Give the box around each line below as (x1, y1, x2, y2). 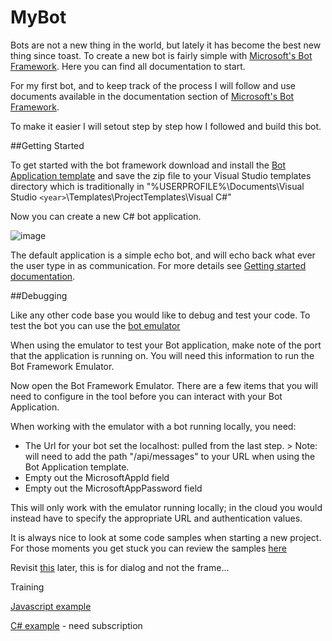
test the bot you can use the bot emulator (10, 319, 181, 331)
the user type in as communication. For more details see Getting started (10, 259, 307, 271)
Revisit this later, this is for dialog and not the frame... (10, 561, 230, 573)
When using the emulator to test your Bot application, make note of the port (10, 339, 322, 351)
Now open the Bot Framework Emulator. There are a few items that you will (10, 379, 318, 391)
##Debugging (10, 289, 68, 301)
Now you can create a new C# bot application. (10, 210, 202, 222)
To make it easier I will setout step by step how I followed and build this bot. (10, 120, 322, 132)
